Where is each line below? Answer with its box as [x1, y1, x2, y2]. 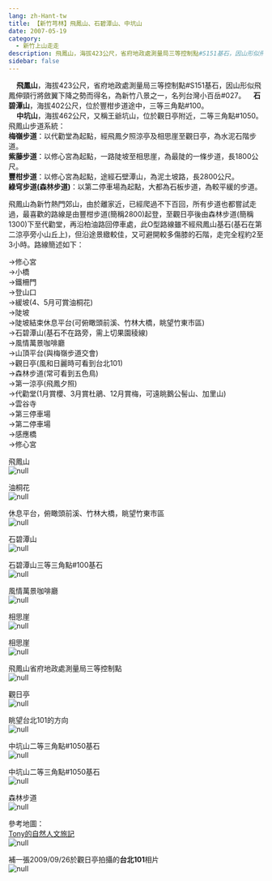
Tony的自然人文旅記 [8, 828, 75, 838]
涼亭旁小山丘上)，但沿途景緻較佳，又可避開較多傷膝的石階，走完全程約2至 [15, 229, 264, 239]
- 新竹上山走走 [15, 42, 60, 50]
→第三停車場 [8, 409, 51, 419]
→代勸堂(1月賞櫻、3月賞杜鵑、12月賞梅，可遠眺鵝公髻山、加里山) [8, 389, 227, 398]
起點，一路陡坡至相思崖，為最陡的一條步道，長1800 [79, 151, 253, 161]
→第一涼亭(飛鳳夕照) [8, 378, 78, 388]
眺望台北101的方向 [8, 715, 69, 724]
